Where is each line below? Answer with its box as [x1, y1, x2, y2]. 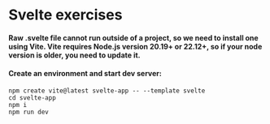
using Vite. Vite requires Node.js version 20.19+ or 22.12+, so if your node [8, 41, 263, 51]
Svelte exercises [8, 6, 123, 24]
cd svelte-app [8, 93, 57, 102]
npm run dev [8, 108, 49, 116]
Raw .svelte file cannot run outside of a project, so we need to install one [8, 32, 259, 42]
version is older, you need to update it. [8, 50, 141, 60]
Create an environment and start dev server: [8, 69, 163, 79]
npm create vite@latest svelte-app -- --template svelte [8, 87, 206, 95]
